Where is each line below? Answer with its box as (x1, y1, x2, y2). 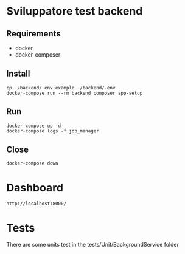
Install (6, 69, 30, 79)
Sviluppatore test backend (6, 4, 143, 18)
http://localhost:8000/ (6, 201, 67, 207)
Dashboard (6, 180, 64, 194)
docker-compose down (6, 160, 59, 166)
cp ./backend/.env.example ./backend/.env (6, 84, 116, 91)
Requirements (6, 29, 61, 39)
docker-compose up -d (6, 123, 61, 129)
